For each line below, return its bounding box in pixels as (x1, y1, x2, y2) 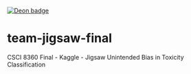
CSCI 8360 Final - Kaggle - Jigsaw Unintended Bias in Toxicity (7, 53, 184, 61)
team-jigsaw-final (7, 31, 112, 46)
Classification (7, 60, 46, 69)
